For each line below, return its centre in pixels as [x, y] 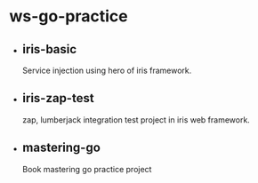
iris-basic [49, 49]
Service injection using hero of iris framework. [107, 70]
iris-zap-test [58, 98]
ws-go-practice [69, 16]
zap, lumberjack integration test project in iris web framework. [136, 119]
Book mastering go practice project [87, 169]
